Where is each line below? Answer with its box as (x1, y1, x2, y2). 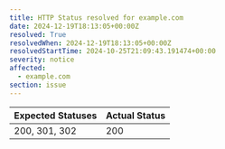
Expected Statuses (14, 109, 98, 122)
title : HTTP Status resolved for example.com (9, 13, 183, 23)
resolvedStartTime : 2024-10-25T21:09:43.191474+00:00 (9, 47, 217, 56)
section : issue (9, 80, 67, 89)
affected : (9, 64, 47, 73)
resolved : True (9, 30, 67, 39)
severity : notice (9, 55, 75, 64)
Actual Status (105, 109, 165, 122)
